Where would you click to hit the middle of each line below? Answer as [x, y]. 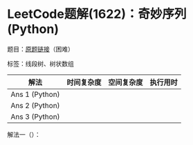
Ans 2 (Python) [35, 105]
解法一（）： [24, 134]
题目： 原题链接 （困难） [40, 49]
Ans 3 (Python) [35, 116]
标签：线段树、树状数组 [40, 63]
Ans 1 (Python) [35, 94]
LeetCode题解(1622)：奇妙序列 [97, 14]
